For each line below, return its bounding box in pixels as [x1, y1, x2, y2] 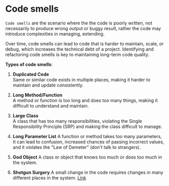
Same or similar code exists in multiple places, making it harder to [12, 76, 151, 83]
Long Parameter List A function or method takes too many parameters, [12, 133, 162, 139]
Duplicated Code [12, 71, 49, 77]
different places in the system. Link [12, 174, 87, 181]
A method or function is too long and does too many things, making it [12, 97, 158, 103]
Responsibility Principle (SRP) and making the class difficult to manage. [12, 123, 163, 129]
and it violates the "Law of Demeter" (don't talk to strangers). [12, 144, 141, 150]
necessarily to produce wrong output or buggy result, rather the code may [5, 25, 161, 31]
